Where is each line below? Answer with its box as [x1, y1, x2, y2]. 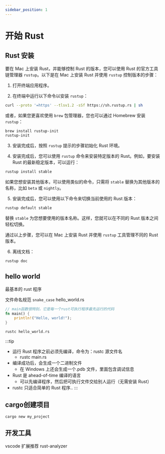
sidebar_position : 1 [5, 7, 48, 12]
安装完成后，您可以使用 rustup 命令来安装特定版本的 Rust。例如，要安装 [12, 153, 160, 159]
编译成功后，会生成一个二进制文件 [12, 360, 82, 366]
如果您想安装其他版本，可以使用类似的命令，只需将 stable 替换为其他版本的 [5, 179, 160, 185]
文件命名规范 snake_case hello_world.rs [5, 296, 85, 303]
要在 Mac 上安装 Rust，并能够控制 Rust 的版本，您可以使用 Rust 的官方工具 [5, 65, 159, 71]
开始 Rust [5, 30, 44, 41]
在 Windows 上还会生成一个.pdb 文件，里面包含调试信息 [19, 366, 135, 372]
